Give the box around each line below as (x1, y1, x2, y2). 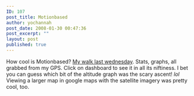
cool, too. (6, 83, 30, 90)
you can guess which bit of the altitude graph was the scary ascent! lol (6, 71, 180, 78)
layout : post (6, 36, 39, 42)
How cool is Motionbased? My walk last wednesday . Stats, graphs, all (6, 57, 177, 65)
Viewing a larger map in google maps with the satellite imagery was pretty (6, 76, 187, 84)
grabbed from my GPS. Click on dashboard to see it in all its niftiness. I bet (6, 64, 189, 71)
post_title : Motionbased (6, 14, 68, 20)
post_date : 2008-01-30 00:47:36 (6, 25, 86, 31)
